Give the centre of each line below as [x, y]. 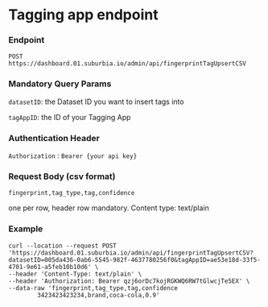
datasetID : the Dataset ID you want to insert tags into [96, 102]
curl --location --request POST [62, 246]
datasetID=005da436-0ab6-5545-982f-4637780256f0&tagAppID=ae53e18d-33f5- [135, 259]
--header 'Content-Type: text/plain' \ [75, 274]
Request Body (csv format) [62, 176]
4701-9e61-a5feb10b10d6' [50, 267]
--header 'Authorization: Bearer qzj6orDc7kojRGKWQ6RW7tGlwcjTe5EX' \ [129, 281]
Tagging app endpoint [83, 15]
